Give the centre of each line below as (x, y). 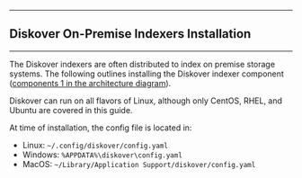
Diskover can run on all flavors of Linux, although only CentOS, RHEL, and (146, 101)
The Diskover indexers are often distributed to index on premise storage (142, 64)
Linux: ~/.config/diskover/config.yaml (95, 145)
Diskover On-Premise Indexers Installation (130, 34)
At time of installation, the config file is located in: (101, 128)
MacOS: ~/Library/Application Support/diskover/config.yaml (139, 164)
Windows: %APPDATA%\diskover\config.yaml (102, 155)
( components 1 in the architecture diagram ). (90, 83)
